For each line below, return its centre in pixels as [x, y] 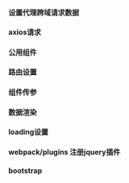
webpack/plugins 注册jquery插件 [64, 152]
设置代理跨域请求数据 [44, 12]
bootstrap [25, 171]
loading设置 [28, 132]
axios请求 [25, 32]
